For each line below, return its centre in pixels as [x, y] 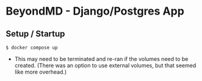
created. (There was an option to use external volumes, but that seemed [105, 65]
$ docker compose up [32, 48]
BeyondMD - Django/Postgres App [95, 11]
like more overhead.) [41, 72]
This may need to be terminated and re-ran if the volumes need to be [101, 59]
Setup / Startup [35, 34]
